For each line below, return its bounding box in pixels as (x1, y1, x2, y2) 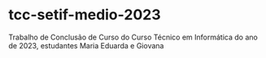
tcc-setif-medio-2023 (8, 6, 161, 24)
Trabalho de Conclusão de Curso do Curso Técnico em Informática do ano (8, 32, 258, 42)
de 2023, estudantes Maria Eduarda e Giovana (8, 40, 164, 50)
